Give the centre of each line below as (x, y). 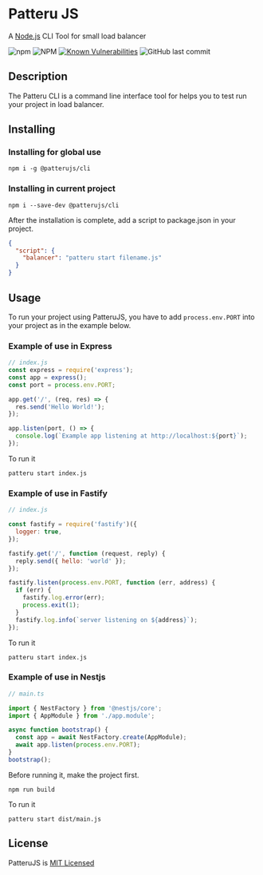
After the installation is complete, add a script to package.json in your (122, 220)
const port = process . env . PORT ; (62, 385)
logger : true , (39, 532)
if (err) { (33, 590)
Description (38, 77)
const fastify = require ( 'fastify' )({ (73, 525)
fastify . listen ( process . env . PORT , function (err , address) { (112, 583)
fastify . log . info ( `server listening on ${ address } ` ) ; (106, 620)
